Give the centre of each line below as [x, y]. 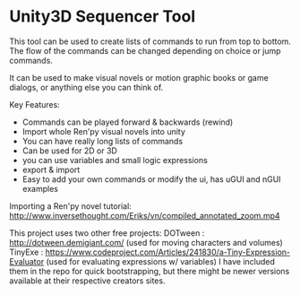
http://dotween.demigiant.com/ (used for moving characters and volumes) [146, 242]
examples [40, 188]
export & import [51, 169]
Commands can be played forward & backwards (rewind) [128, 122]
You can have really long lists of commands [103, 141]
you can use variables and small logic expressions [115, 160]
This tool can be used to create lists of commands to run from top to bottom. [150, 41]
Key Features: [34, 104]
